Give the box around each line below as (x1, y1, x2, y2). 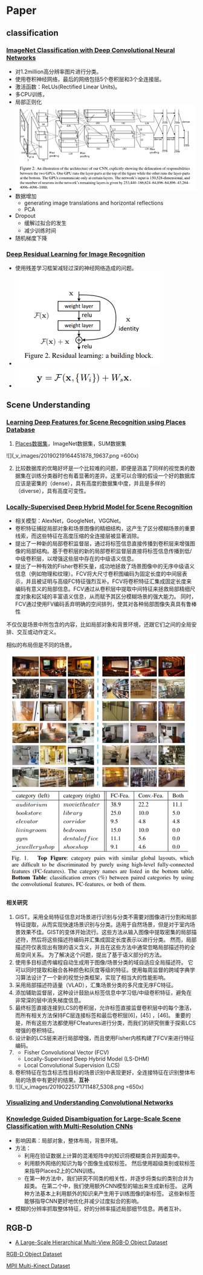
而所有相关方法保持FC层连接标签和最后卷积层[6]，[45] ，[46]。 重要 (14, 1012, 186, 1019)
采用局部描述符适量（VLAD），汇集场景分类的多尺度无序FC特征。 (14, 981, 177, 989)
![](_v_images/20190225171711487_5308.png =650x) (14, 1083, 144, 1090)
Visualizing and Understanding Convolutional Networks (6, 1098, 173, 1107)
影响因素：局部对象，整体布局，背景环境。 (14, 1136, 121, 1144)
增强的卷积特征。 (14, 1027, 58, 1034)
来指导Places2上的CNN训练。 (24, 1167, 98, 1175)
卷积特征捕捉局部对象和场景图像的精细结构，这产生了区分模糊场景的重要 (14, 525, 195, 532)
